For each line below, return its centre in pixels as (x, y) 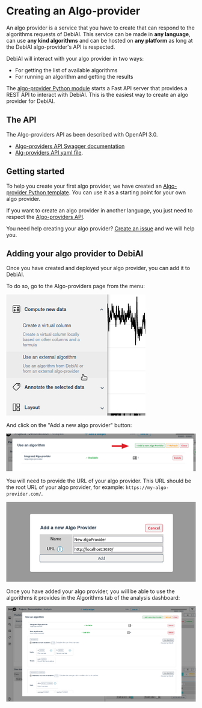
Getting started (35, 172)
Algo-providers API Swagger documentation (70, 146)
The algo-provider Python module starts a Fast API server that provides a (97, 88)
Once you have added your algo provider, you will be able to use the (91, 591)
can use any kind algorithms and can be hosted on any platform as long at (100, 40)
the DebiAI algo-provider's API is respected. (61, 47)
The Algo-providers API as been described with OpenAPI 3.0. (82, 134)
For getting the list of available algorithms (66, 70)
